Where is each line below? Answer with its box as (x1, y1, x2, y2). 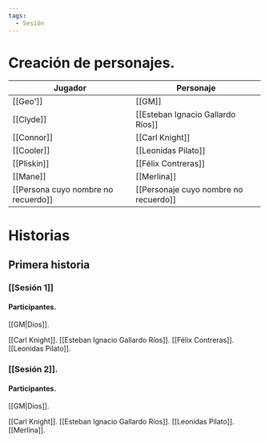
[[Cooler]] (12, 145, 50, 156)
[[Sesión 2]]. (8, 364, 58, 375)
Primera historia (8, 258, 90, 272)
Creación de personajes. (8, 54, 175, 72)
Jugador (53, 82, 86, 94)
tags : (8, 11, 26, 20)
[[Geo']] (12, 96, 43, 107)
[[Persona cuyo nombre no (12, 184, 114, 195)
